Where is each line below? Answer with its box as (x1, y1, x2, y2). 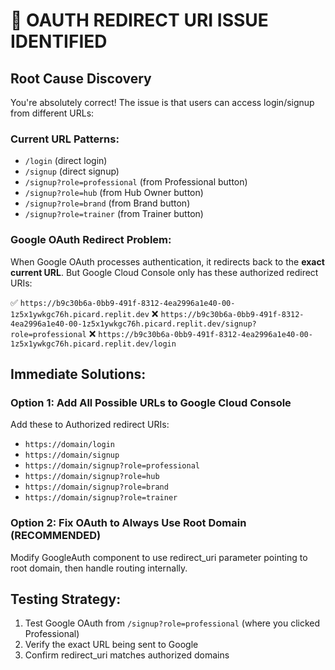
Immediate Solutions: (10, 365, 147, 383)
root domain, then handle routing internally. (10, 562, 188, 574)
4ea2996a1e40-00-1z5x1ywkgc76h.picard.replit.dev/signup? (10, 319, 257, 329)
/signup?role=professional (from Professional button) (24, 176, 248, 188)
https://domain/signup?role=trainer (24, 493, 178, 503)
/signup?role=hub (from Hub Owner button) (24, 187, 204, 199)
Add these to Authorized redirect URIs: (10, 419, 170, 431)
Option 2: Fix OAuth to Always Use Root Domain (10, 516, 247, 530)
